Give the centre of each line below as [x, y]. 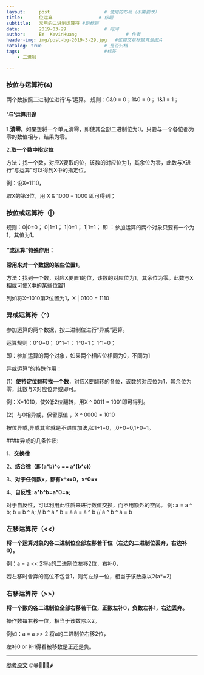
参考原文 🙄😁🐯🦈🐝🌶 [30, 665]
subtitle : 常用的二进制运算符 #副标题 [53, 23]
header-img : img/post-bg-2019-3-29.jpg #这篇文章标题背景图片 [85, 40]
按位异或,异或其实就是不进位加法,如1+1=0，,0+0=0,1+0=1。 [80, 427]
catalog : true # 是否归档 [67, 46]
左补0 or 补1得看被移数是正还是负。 [51, 646]
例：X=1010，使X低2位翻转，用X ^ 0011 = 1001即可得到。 [77, 402]
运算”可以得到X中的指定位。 [54, 170]
